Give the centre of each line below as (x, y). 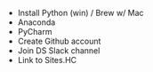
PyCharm (35, 32)
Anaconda (36, 22)
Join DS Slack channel (59, 51)
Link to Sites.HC (47, 60)
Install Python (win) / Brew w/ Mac (81, 13)
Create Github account (59, 41)
